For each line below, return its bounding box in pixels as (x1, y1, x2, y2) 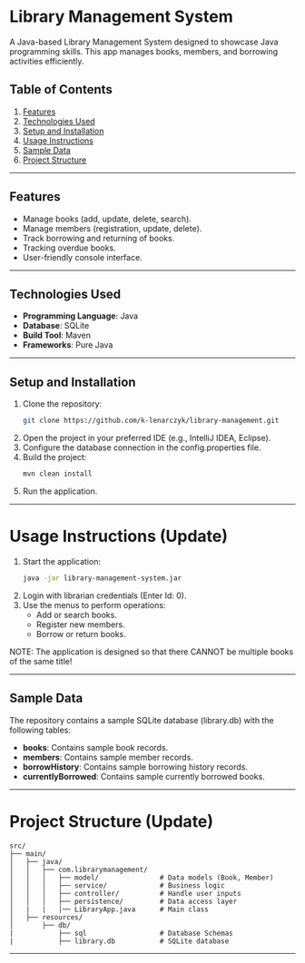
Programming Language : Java (22, 310, 139, 321)
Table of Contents (9, 82, 113, 97)
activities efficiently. (9, 55, 84, 66)
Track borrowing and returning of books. (22, 232, 175, 243)
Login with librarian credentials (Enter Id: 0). (22, 590, 187, 601)
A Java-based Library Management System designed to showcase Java (9, 36, 279, 47)
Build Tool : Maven (22, 329, 92, 341)
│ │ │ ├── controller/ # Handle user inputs (9, 889, 242, 898)
